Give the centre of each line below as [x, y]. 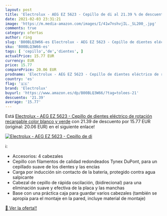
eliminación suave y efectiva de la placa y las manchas [68, 188]
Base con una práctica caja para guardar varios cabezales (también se [85, 193]
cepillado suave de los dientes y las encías [56, 167]
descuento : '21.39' [25, 97]
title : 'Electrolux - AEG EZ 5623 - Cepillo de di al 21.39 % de [74, 14]
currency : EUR [20, 61]
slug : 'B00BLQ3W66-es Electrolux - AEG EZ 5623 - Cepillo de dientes [79, 42]
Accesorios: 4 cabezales [38, 156]
